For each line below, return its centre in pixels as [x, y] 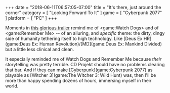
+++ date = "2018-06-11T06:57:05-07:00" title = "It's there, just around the [83, 7]
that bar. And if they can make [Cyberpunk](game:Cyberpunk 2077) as [79, 70]
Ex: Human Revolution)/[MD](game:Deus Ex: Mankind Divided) [97, 44]
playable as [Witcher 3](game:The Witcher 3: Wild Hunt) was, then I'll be [81, 75]
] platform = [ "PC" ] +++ [31, 18]
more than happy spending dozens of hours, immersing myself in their [78, 81]
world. [12, 86]
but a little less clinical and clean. [40, 49]
